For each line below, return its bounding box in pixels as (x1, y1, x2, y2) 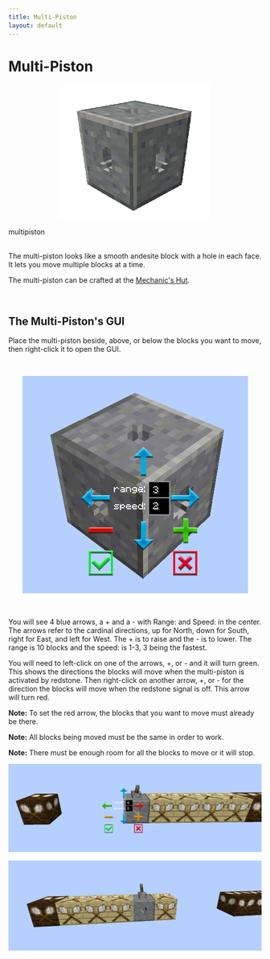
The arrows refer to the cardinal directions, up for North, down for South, (8, 626, 250, 635)
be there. (8, 717, 39, 726)
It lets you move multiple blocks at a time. (8, 260, 146, 270)
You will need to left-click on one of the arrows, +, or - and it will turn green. (8, 659, 260, 668)
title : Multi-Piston (8, 13, 78, 21)
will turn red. (8, 692, 50, 702)
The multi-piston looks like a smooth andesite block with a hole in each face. (8, 251, 262, 261)
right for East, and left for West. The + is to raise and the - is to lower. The (8, 635, 252, 644)
